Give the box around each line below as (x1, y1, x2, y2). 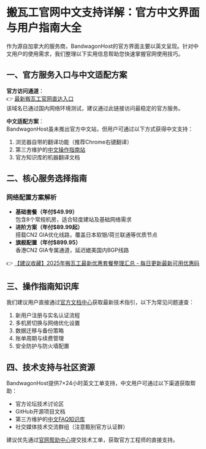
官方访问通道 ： (6, 87, 44, 94)
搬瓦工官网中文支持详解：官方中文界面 (6, 6, 200, 20)
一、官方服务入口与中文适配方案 (6, 70, 128, 80)
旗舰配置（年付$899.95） (15, 239, 82, 246)
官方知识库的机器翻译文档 (15, 153, 80, 161)
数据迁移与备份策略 (15, 327, 64, 334)
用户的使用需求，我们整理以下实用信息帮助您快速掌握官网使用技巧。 (11, 50, 184, 57)
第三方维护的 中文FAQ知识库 (15, 415, 85, 423)
